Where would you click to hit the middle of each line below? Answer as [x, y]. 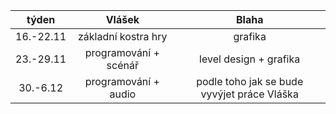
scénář [122, 65]
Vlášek [122, 19]
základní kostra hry [122, 36]
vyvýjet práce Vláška [249, 94]
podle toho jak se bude [250, 81]
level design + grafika [250, 59]
